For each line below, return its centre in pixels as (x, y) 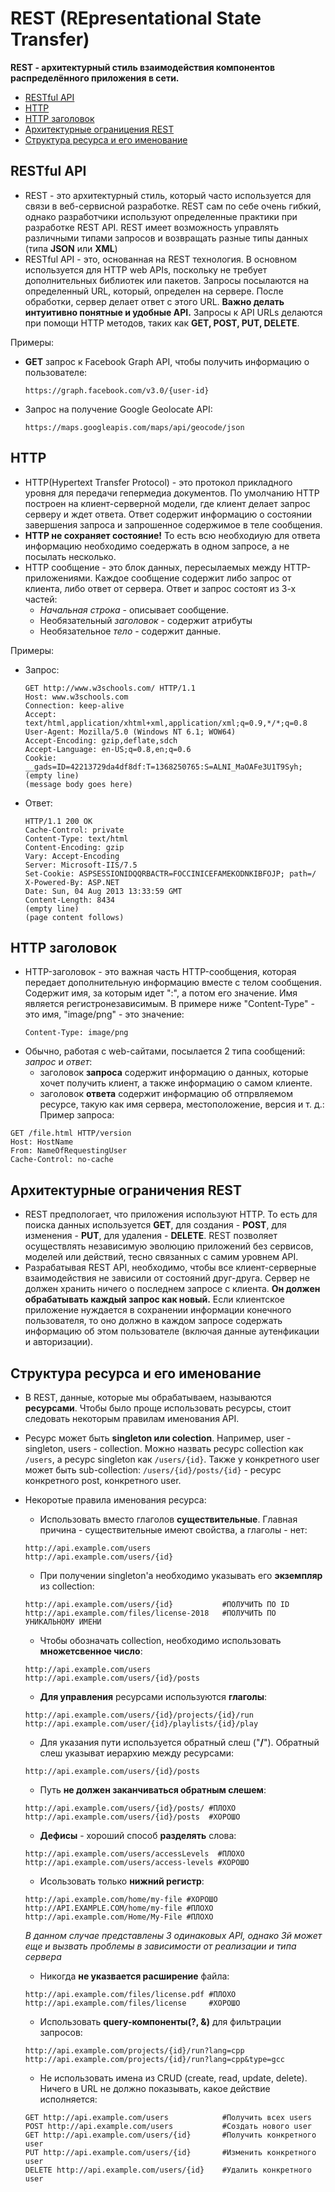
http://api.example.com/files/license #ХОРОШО (132, 2003)
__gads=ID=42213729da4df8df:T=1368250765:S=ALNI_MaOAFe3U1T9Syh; (163, 767)
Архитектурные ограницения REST (99, 129)
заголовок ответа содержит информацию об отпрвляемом (166, 1094)
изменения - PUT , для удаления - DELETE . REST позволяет (151, 1236)
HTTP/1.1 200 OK (58, 821)
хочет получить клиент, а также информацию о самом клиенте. (176, 1083)
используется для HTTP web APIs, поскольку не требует (146, 269)
